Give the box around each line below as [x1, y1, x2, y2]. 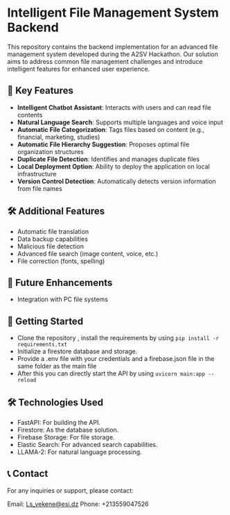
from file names [17, 184, 62, 192]
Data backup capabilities [17, 235, 89, 243]
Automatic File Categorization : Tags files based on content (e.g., [17, 125, 204, 133]
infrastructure [17, 169, 57, 178]
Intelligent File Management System [7, 5, 220, 21]
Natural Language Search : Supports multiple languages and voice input [17, 118, 223, 126]
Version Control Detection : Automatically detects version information [17, 177, 216, 185]
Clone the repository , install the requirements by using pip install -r [17, 334, 220, 342]
